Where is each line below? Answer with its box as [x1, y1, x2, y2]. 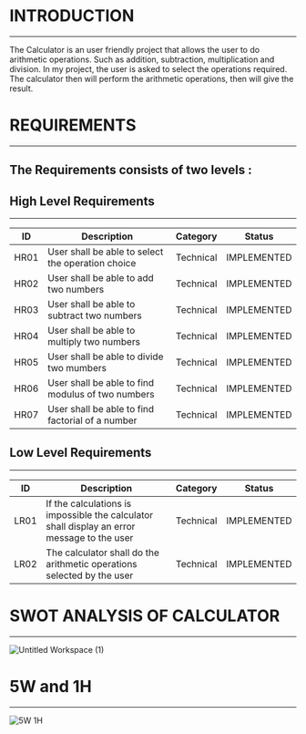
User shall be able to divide [46, 350, 164, 363]
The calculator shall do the [46, 546, 159, 559]
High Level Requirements [9, 193, 155, 209]
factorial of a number [46, 414, 138, 427]
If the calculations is [46, 497, 132, 510]
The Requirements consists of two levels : [9, 162, 252, 178]
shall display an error [46, 520, 136, 532]
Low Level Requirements [9, 445, 152, 460]
